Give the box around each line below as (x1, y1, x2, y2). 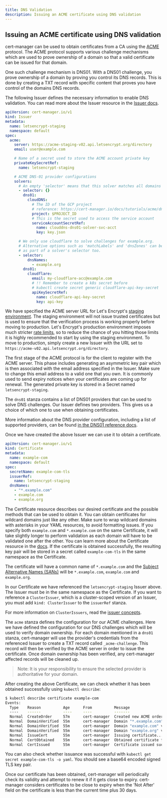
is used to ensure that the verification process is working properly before (5, 319, 155, 325)
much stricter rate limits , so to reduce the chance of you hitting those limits (5, 329, 159, 335)
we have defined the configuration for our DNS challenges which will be (5, 624, 153, 630)
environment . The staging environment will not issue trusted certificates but (5, 313, 161, 319)
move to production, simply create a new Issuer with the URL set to (5, 340, 143, 346)
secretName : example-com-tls (9, 469, 70, 474)
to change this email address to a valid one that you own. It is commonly (5, 371, 153, 377)
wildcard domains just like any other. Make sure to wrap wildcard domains (5, 517, 157, 523)
